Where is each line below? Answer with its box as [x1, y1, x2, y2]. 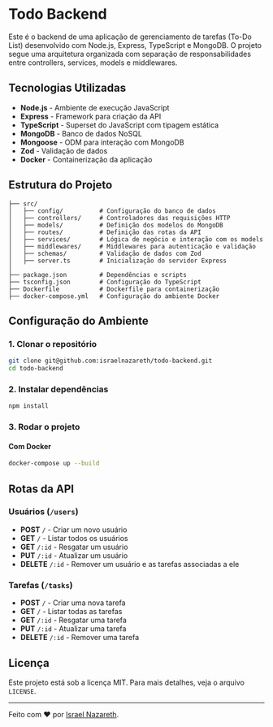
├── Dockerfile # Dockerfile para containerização [8, 285, 220, 293]
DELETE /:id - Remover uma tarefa [19, 633, 140, 643]
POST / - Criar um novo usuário [19, 525, 128, 534]
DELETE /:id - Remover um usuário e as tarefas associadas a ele [19, 559, 240, 569]
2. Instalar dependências [8, 383, 109, 395]
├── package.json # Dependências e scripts [8, 270, 187, 279]
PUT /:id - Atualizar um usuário [19, 550, 128, 560]
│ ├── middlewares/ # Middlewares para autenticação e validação [8, 242, 256, 250]
